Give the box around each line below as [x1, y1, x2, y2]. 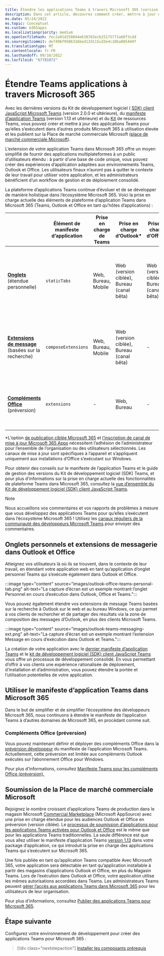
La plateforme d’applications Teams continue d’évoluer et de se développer [5, 187, 157, 193]
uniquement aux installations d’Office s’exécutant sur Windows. [5, 456, 133, 462]
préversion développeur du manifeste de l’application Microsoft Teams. [5, 746, 148, 752]
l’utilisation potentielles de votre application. [5, 672, 94, 678]
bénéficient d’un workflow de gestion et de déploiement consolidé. [5, 177, 140, 183]
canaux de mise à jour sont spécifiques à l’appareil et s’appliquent [5, 451, 138, 456]
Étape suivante [5, 917, 52, 926]
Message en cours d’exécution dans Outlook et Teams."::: [5, 637, 121, 642]
